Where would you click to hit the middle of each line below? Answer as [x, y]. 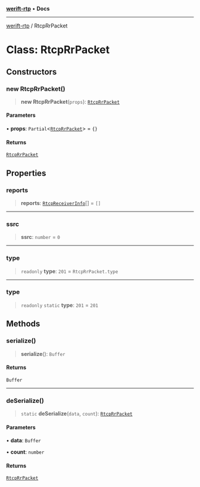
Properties [26, 173]
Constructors [32, 72]
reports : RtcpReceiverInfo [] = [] [61, 203]
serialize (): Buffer [43, 353]
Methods [23, 324]
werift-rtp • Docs [28, 9]
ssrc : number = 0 [40, 237]
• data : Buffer [24, 441]
